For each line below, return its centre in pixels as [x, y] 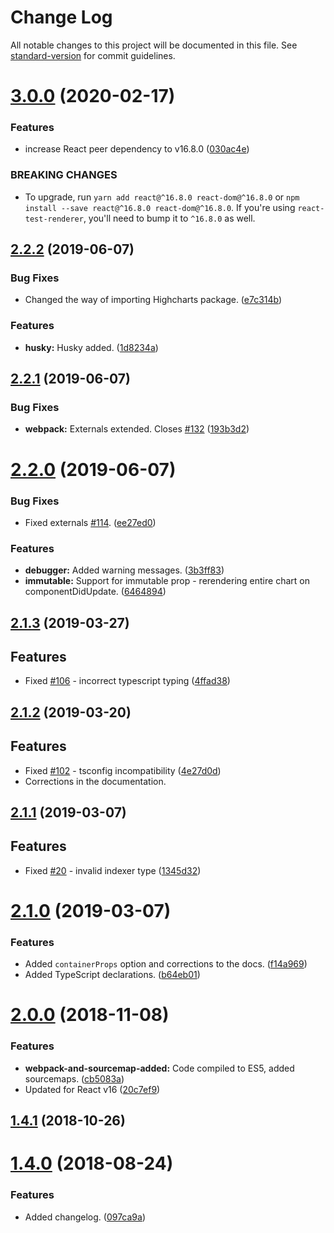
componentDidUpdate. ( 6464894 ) [95, 592]
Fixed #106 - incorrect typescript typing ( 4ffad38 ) [127, 681]
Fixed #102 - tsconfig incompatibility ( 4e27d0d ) [123, 770]
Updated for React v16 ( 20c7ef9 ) [92, 1089]
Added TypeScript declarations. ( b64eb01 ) [112, 975]
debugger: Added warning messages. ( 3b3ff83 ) [124, 570]
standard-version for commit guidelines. [93, 55]
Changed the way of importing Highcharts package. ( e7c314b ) [153, 300]
